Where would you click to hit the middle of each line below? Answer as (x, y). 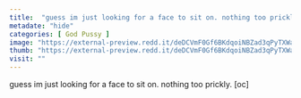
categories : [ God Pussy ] (60, 34)
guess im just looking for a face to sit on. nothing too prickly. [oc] (129, 84)
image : (21, 42)
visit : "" (28, 59)
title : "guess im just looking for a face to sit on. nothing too (138, 17)
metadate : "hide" (42, 26)
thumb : (21, 51)
